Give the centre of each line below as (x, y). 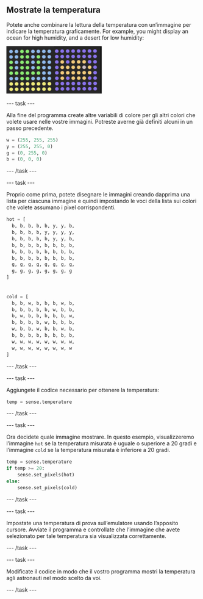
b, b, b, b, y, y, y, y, (43, 232)
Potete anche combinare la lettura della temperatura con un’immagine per (99, 24)
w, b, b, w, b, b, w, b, (43, 329)
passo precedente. (30, 128)
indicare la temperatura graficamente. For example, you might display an (98, 31)
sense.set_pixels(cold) (48, 487)
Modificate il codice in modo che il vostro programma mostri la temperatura (101, 571)
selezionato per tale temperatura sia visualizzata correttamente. (86, 536)
